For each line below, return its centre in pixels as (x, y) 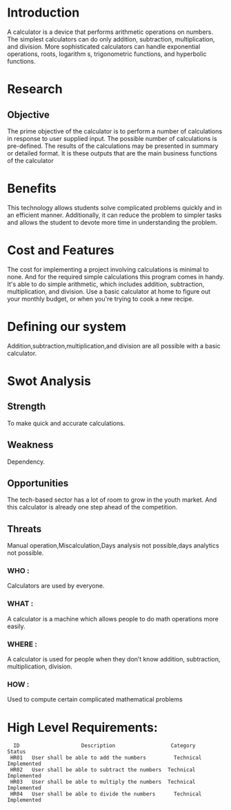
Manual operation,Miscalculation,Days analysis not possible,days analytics (113, 546)
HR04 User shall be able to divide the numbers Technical (106, 794)
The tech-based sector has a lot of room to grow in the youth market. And (112, 500)
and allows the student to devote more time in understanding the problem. (112, 222)
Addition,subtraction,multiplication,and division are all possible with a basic (114, 346)
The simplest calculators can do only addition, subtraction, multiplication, (111, 39)
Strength (27, 407)
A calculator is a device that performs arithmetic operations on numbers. (110, 32)
